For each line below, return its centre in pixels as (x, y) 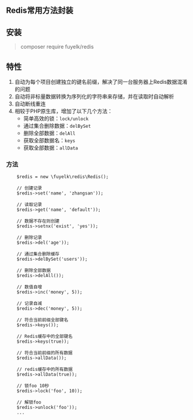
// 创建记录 (29, 188)
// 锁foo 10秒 (33, 386)
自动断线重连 (30, 104)
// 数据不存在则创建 (38, 221)
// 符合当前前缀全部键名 (43, 320)
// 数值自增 (29, 287)
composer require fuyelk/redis (57, 47)
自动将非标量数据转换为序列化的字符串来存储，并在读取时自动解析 (94, 97)
